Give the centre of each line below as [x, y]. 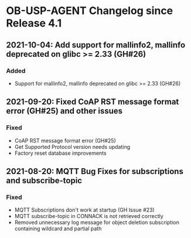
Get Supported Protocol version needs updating [72, 147]
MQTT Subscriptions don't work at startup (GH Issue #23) [85, 210]
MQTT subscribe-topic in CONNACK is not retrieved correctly [89, 216]
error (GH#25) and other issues [64, 111]
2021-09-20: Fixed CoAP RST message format [93, 102]
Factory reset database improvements [60, 153]
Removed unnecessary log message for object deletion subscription [97, 222]
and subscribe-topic [44, 180]
